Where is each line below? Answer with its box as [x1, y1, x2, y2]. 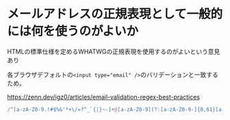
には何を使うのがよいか [7, 23, 139, 39]
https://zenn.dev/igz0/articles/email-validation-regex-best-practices [7, 93, 201, 101]
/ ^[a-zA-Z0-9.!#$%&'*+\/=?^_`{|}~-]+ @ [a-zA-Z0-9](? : [7, 106, 161, 113]
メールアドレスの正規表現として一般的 [7, 6, 223, 22]
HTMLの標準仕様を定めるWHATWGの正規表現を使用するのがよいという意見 [7, 47, 220, 56]
